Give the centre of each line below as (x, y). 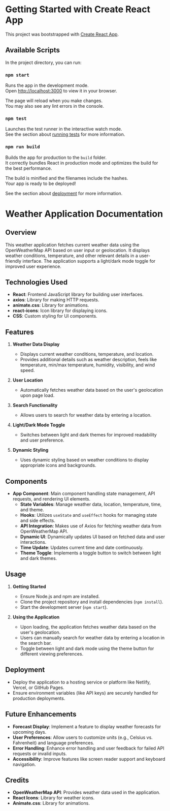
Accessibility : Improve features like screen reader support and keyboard (89, 759)
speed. (27, 370)
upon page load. (37, 395)
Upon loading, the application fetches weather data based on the (88, 627)
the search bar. (36, 643)
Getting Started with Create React (78, 9)
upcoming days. (29, 732)
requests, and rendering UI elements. (52, 499)
